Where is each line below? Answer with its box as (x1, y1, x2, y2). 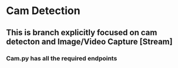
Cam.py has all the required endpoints (6, 54, 117, 62)
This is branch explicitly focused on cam (6, 28, 157, 38)
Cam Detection (6, 4, 80, 18)
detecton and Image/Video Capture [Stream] (6, 36, 173, 46)
